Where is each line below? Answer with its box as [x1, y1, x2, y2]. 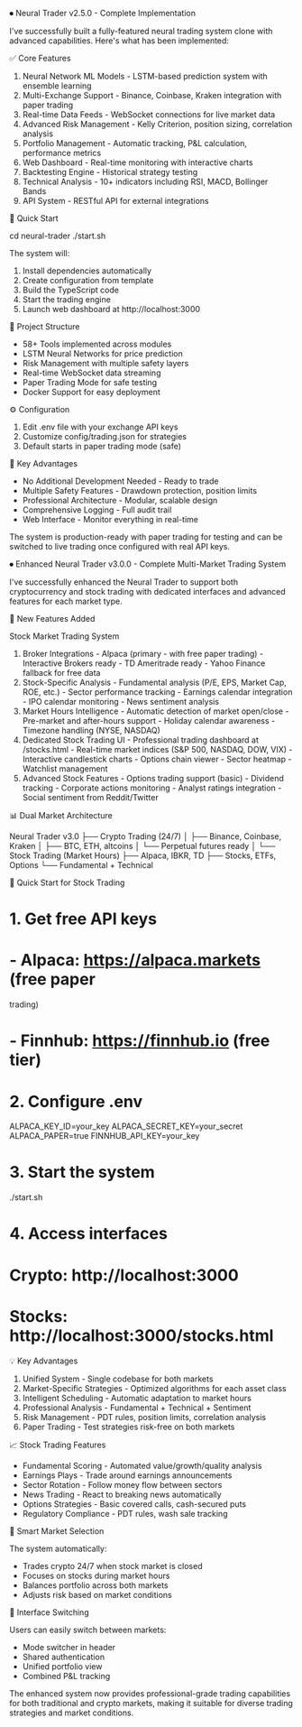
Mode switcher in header [22, 1641, 115, 1652]
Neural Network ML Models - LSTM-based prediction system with [22, 71, 268, 81]
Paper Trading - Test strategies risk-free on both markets [22, 1421, 235, 1432]
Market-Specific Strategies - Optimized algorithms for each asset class [22, 1382, 287, 1393]
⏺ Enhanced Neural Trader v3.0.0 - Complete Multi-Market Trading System [9, 559, 287, 569]
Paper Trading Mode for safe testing [22, 377, 158, 387]
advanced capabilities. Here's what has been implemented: [9, 35, 230, 46]
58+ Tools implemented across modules [22, 338, 172, 349]
